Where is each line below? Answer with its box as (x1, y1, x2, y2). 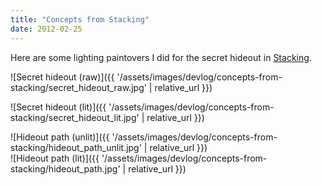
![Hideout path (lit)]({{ (10, 152, 100, 164)
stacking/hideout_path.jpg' (10, 162, 121, 175)
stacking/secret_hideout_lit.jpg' (10, 111, 140, 123)
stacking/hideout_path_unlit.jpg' (10, 141, 142, 153)
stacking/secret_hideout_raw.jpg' (10, 81, 147, 93)
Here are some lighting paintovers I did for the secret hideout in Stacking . (10, 51, 312, 63)
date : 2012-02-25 (10, 24, 83, 34)
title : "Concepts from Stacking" (10, 14, 150, 25)
